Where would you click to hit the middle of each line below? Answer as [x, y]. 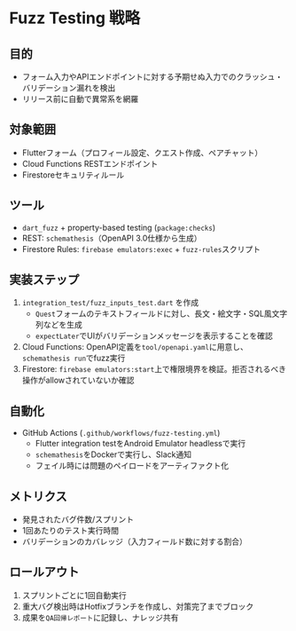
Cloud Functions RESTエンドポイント [90, 163]
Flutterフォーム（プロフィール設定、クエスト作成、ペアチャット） [142, 153]
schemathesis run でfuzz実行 [74, 358]
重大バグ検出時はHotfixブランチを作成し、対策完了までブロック [138, 606]
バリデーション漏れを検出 [69, 88]
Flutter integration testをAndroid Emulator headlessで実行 [140, 444]
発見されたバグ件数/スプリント [78, 519]
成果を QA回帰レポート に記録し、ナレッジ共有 [100, 617]
